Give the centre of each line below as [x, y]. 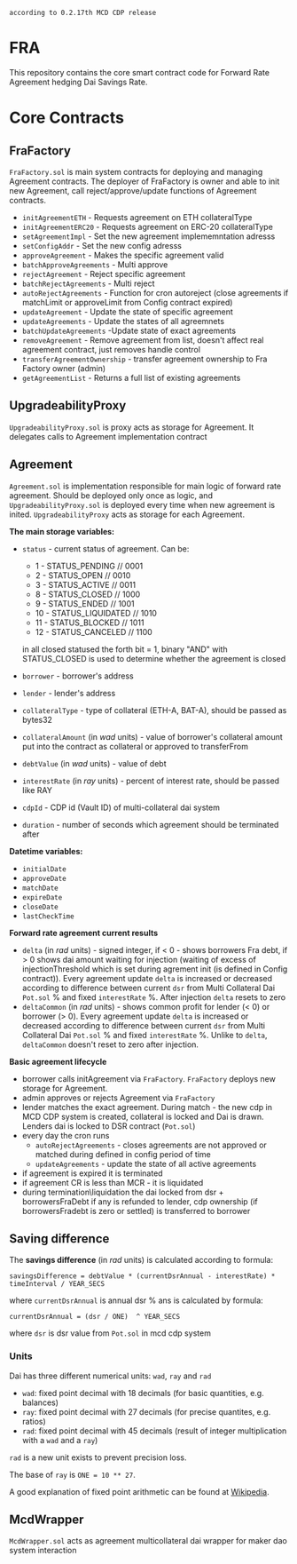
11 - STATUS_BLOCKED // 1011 [90, 623]
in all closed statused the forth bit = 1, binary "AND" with [125, 649]
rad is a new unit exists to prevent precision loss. [98, 1457]
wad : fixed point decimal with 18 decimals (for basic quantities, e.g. [143, 1393]
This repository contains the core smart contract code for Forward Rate [140, 72]
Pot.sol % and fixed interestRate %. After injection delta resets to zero [154, 997]
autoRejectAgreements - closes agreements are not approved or [151, 1145]
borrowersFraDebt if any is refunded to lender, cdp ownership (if [140, 1201]
